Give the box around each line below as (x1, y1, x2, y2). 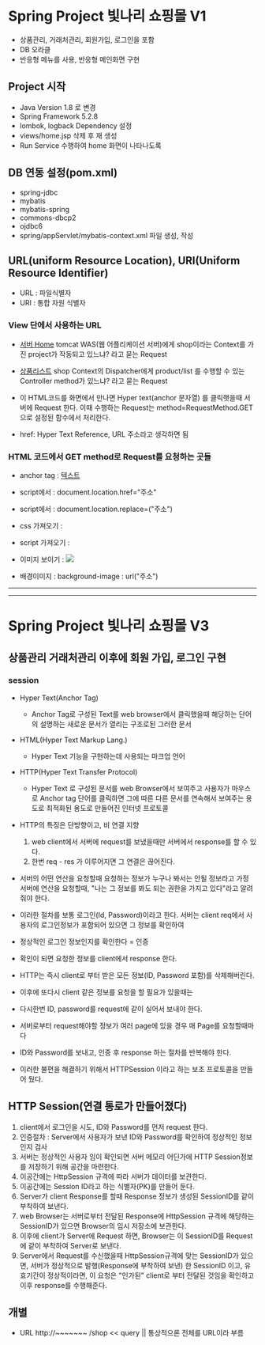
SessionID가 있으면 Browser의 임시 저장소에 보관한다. (19, 1221, 187, 1230)
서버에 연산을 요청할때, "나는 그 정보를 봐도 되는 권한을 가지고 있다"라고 (19, 883, 239, 892)
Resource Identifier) (8, 266, 109, 279)
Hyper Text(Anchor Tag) (19, 693, 99, 703)
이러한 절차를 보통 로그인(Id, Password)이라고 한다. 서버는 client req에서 (19, 910, 244, 919)
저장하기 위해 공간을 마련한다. (28, 1161, 119, 1171)
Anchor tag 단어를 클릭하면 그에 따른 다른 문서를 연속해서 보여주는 (39, 793, 244, 803)
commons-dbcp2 (19, 213, 77, 222)
